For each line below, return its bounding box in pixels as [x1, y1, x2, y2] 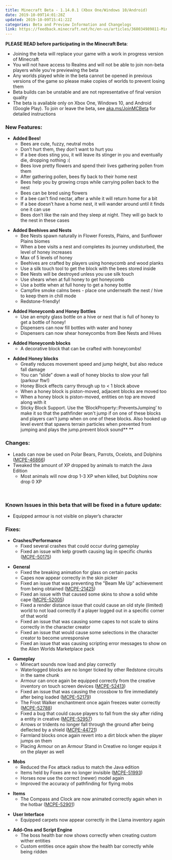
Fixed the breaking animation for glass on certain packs [20, 569, 138, 576]
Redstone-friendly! [20, 298, 60, 304]
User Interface [12, 811, 45, 818]
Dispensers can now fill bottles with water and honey [20, 325, 133, 331]
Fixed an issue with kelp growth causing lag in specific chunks [20, 548, 153, 554]
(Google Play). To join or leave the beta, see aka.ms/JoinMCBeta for [12, 105, 156, 112]
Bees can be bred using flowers [20, 190, 88, 196]
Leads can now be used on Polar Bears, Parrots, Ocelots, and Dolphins [12, 451, 162, 457]
